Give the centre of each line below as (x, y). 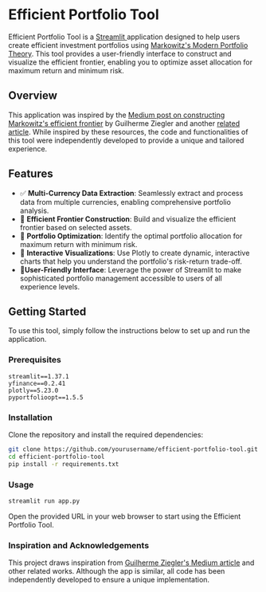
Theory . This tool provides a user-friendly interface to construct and (120, 53)
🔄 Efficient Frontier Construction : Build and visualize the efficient (128, 219)
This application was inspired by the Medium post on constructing (117, 115)
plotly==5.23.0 (33, 390)
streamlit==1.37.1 (39, 376)
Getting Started (47, 311)
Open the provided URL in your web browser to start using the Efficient (125, 516)
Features (31, 174)
